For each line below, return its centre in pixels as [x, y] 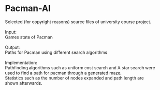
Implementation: [21, 63]
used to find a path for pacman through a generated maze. [63, 73]
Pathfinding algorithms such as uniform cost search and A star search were [80, 67]
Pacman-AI [28, 8]
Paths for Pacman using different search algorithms [56, 52]
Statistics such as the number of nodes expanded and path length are [74, 78]
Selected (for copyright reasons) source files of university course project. [78, 22]
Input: [11, 32]
